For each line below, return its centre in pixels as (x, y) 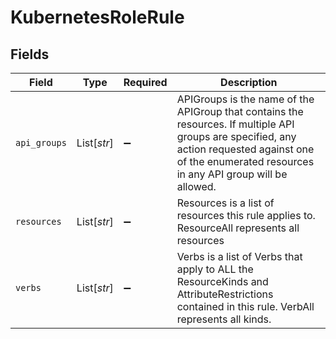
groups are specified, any (236, 136)
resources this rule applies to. (246, 215)
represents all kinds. (224, 319)
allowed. (196, 186)
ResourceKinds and (222, 281)
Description (249, 82)
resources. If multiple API (235, 124)
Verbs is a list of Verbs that (239, 256)
